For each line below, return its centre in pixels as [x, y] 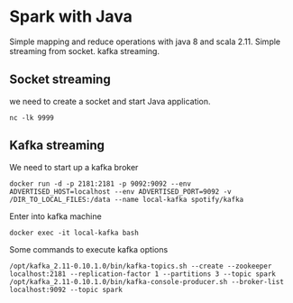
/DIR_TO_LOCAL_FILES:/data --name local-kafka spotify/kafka [127, 199]
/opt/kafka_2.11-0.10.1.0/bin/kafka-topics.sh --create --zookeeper [141, 266]
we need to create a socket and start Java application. [110, 101]
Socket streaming [60, 80]
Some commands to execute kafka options [89, 249]
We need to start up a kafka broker [74, 167]
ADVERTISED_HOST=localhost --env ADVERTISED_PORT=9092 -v [120, 191]
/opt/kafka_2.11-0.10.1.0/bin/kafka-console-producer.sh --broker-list [146, 281]
